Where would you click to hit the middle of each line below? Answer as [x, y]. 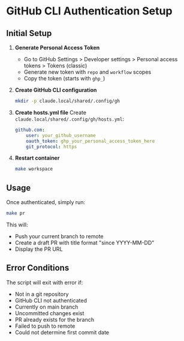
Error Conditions [38, 268]
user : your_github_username [61, 135]
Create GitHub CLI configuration [56, 90]
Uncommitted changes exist [49, 313]
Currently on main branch [46, 307]
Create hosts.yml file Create [51, 112]
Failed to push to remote [45, 326]
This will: [17, 225]
